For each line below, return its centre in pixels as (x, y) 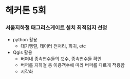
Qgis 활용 (22, 52)
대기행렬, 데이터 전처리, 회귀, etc (53, 46)
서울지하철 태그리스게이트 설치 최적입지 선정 (56, 28)
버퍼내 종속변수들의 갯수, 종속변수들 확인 (61, 59)
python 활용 (25, 40)
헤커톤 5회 (26, 10)
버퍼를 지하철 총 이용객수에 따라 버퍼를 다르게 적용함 (72, 65)
